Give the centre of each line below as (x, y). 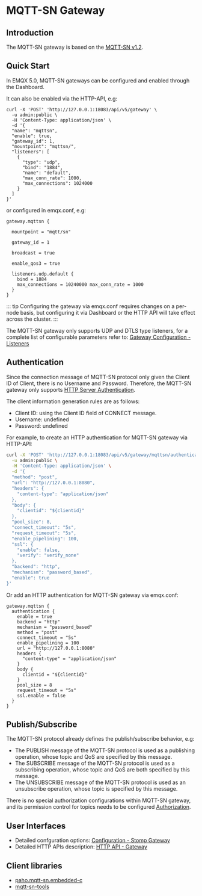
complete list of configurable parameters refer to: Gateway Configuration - (99, 337)
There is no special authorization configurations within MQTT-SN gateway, (99, 800)
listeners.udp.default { (43, 274)
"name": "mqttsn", (35, 131)
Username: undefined (42, 419)
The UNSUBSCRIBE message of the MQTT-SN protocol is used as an (100, 782)
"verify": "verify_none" (48, 555)
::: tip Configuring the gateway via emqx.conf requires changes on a (90, 306)
